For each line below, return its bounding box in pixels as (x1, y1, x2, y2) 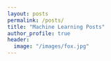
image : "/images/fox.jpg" (13, 43, 90, 50)
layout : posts (7, 10, 49, 18)
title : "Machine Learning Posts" (7, 23, 105, 30)
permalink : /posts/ (7, 17, 65, 24)
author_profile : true (7, 29, 71, 37)
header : (7, 36, 30, 43)
